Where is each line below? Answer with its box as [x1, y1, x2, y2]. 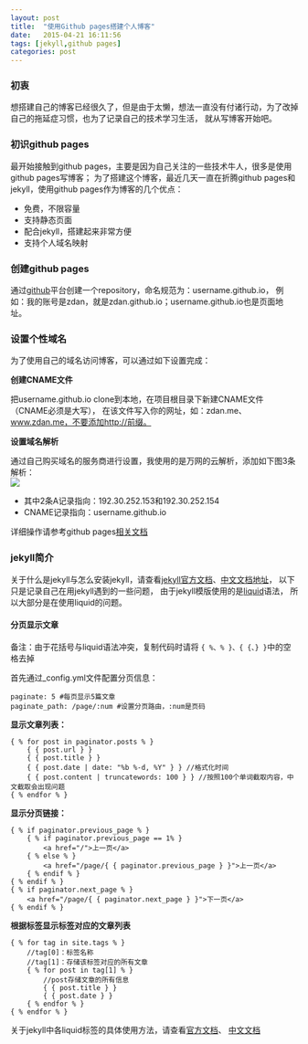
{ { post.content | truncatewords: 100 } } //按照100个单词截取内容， [27, 773, 288, 782]
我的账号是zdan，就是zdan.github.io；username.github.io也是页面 [26, 296, 276, 307]
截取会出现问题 [16, 782, 66, 791]
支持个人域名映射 [23, 237, 89, 248]
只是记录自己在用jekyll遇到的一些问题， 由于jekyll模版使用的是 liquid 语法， [10, 585, 289, 596]
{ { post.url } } [27, 745, 93, 754]
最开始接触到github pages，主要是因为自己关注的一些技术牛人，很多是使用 [10, 161, 292, 172]
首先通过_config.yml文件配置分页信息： [10, 672, 158, 683]
